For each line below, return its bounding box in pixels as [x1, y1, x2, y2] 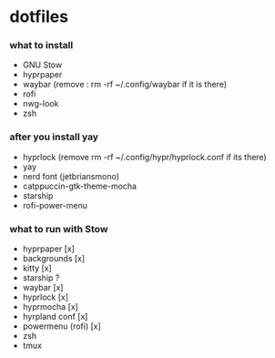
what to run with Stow [9, 222, 108, 235]
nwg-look [22, 98, 59, 109]
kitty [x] [22, 262, 52, 274]
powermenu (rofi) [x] [22, 321, 102, 332]
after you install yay [9, 130, 98, 143]
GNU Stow [22, 59, 63, 70]
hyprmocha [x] [22, 302, 79, 312]
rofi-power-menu [22, 199, 88, 210]
